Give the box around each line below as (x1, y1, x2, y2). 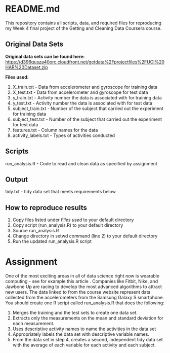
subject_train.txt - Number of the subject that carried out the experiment (12, 105, 163, 112)
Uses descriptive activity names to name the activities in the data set (12, 326, 156, 332)
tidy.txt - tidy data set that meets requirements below (5, 189, 116, 195)
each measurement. (12, 321, 55, 327)
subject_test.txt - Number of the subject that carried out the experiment (12, 116, 162, 122)
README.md (5, 3, 60, 15)
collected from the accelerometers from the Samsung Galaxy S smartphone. (5, 295, 164, 301)
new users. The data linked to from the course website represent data (5, 289, 151, 295)
